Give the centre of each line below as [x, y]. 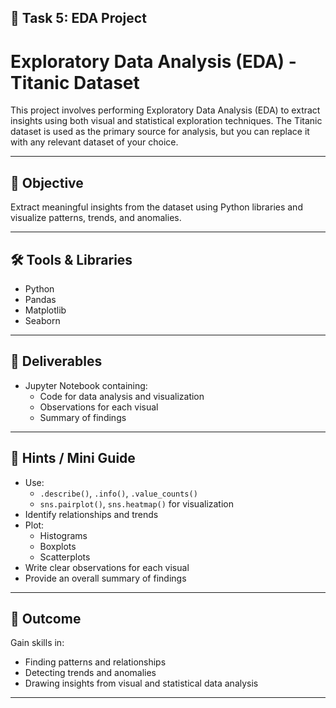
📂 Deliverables [56, 361]
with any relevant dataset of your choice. [94, 142]
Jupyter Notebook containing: [86, 385]
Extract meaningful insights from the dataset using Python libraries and [156, 207]
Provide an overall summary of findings [105, 578]
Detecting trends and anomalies [90, 673]
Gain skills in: [37, 643]
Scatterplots [65, 557]
